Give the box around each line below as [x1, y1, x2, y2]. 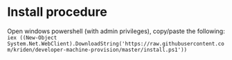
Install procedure [7, 4, 107, 20]
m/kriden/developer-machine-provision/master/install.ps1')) [7, 46, 188, 53]
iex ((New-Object [7, 34, 57, 41]
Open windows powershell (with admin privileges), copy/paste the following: [7, 27, 225, 35]
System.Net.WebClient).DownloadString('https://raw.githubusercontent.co [7, 40, 225, 47]
